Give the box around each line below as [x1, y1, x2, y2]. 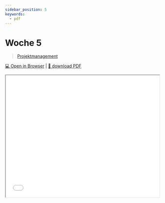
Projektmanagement [17, 53, 58, 59]
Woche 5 [5, 37, 42, 48]
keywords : [5, 12, 25, 17]
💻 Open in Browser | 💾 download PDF [5, 63, 82, 69]
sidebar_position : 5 [5, 7, 47, 12]
